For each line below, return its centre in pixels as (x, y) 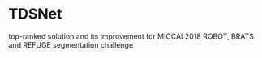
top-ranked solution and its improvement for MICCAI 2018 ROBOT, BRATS (131, 36)
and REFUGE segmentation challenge (71, 44)
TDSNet (35, 14)
